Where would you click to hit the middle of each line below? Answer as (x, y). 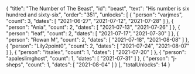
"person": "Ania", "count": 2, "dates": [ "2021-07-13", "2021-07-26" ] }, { (93, 27)
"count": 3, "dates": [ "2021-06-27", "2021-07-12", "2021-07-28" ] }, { (90, 21)
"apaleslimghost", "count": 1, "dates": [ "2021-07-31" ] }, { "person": (88, 58)
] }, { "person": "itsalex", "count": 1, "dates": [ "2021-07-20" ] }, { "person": (96, 52)
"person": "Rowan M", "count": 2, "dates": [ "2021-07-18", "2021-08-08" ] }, (97, 40)
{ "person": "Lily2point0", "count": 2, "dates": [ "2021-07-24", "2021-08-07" (98, 46)
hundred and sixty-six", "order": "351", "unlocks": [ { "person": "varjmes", (95, 15)
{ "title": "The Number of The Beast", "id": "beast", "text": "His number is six (98, 9)
